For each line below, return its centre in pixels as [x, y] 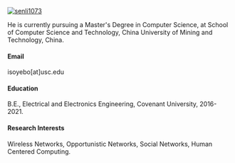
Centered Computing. [39, 151]
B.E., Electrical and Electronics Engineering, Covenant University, [103, 104]
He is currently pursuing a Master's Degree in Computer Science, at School [118, 25]
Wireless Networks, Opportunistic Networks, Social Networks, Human [110, 144]
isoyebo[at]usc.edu [36, 72]
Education [23, 88]
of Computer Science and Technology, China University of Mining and [110, 32]
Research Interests [36, 128]
